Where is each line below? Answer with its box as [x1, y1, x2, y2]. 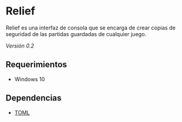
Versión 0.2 [5, 42, 34, 49]
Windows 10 [14, 75, 45, 82]
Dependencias [5, 93, 62, 103]
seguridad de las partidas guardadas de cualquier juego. [5, 30, 146, 37]
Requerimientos [5, 59, 67, 70]
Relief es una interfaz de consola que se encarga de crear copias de [5, 24, 176, 31]
